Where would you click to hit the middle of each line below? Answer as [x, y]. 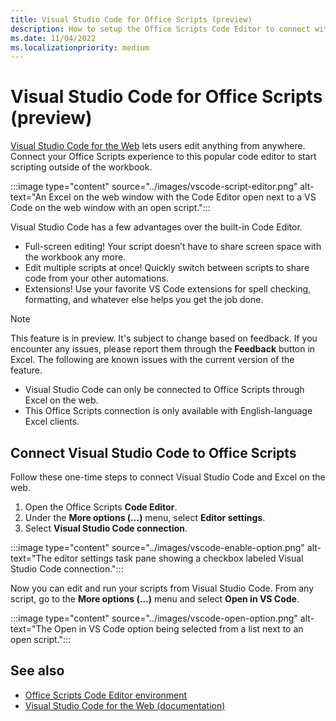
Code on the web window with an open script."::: [110, 208]
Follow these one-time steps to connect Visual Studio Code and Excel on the [168, 477]
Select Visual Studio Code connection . [106, 528]
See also [37, 671]
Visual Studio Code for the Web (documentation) [125, 705]
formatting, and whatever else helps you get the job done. [144, 300]
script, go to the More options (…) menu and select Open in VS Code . [155, 599]
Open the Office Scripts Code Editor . [101, 507]
